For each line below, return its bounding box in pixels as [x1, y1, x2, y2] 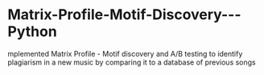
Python [7, 22, 57, 41]
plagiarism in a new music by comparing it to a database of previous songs [7, 57, 256, 67]
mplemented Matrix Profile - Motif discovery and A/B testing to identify [7, 49, 243, 58]
